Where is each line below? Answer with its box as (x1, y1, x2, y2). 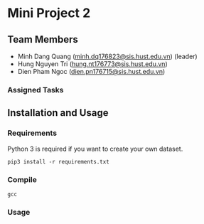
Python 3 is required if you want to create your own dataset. (7, 144, 183, 153)
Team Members (7, 33, 78, 46)
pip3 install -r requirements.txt (7, 158, 110, 165)
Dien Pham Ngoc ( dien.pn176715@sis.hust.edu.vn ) (17, 68, 166, 75)
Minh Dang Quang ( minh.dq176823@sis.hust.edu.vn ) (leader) (17, 52, 198, 60)
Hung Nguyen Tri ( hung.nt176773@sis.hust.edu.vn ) (17, 60, 168, 68)
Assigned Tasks (7, 85, 64, 95)
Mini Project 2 (7, 5, 91, 21)
